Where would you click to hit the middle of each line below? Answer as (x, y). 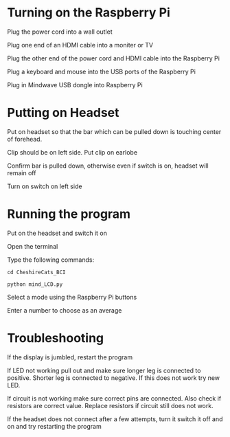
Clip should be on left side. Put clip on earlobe (72, 152)
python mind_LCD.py (35, 284)
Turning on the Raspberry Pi (89, 13)
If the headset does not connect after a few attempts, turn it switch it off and (115, 419)
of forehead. (25, 139)
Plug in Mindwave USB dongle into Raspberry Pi (75, 85)
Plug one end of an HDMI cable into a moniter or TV (80, 45)
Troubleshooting (56, 338)
